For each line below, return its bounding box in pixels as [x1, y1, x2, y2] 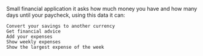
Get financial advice [6, 28, 61, 34]
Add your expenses [6, 34, 53, 40]
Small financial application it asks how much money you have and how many [6, 5, 198, 12]
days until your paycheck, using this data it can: [6, 11, 125, 19]
